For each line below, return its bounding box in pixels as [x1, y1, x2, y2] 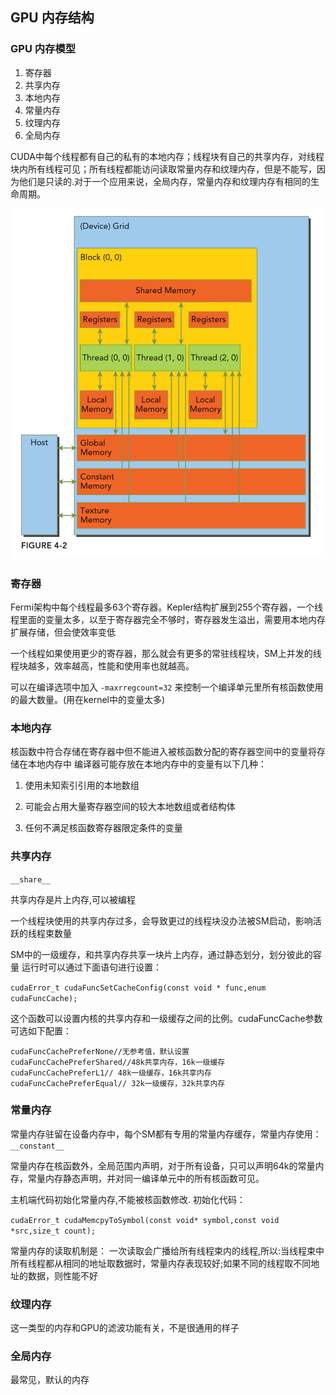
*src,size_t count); [10, 1226, 97, 1236]
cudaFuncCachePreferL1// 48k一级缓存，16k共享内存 [10, 1068, 212, 1078]
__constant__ [10, 1141, 65, 1151]
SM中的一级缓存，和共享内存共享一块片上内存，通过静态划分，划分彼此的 [10, 948, 313, 960]
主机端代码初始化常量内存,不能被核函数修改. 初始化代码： [10, 1193, 247, 1205]
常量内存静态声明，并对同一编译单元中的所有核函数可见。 [27, 1172, 265, 1184]
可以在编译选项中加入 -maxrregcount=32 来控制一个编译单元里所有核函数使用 [10, 681, 324, 693]
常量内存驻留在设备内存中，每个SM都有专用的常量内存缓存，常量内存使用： [10, 1128, 322, 1140]
